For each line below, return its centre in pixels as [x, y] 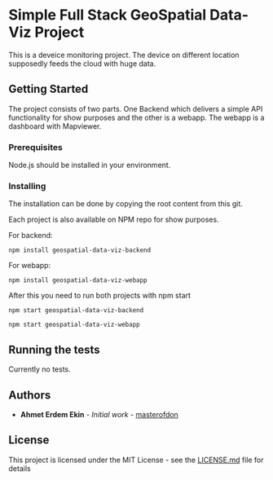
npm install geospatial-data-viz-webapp [78, 280]
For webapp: [30, 266]
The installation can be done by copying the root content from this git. [125, 204]
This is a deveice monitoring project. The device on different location [124, 55]
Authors [30, 395]
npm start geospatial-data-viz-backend [76, 310]
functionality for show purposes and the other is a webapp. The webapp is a [136, 117]
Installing [27, 186]
